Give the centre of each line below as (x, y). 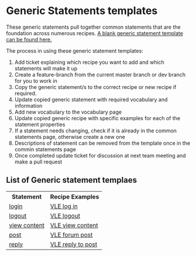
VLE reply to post (74, 244)
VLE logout (65, 216)
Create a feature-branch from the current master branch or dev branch (100, 74)
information (28, 105)
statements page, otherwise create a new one (70, 136)
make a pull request (38, 162)
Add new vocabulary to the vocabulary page (68, 112)
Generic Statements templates (82, 11)
